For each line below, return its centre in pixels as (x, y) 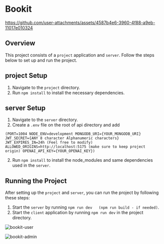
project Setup (26, 76)
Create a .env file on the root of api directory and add (66, 125)
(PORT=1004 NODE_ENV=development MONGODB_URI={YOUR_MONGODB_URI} (73, 134)
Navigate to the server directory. (45, 120)
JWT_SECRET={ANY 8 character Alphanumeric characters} (62, 138)
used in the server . (31, 166)
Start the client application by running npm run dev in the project (78, 213)
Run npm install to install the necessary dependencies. (68, 93)
